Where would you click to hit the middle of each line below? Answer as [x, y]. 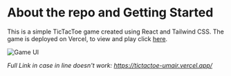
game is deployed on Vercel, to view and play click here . [87, 38]
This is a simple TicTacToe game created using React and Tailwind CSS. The [116, 31]
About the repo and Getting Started [110, 13]
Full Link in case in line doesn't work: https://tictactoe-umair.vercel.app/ [110, 65]
